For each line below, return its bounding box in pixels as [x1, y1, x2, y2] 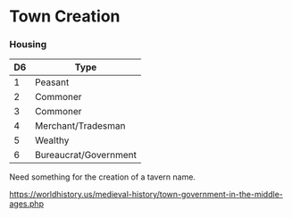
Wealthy [34, 134, 70, 147]
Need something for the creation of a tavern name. [9, 172, 196, 182]
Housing [9, 38, 47, 51]
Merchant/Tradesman [34, 120, 126, 132]
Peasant [34, 76, 70, 88]
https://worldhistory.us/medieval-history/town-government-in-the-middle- [9, 189, 284, 200]
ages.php [9, 198, 45, 209]
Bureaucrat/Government [34, 149, 137, 162]
